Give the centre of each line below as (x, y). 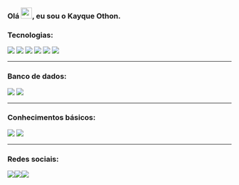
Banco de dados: (37, 77)
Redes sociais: (33, 159)
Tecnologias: (30, 35)
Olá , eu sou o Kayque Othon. (64, 16)
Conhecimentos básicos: (52, 118)
